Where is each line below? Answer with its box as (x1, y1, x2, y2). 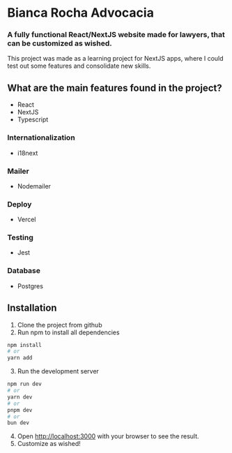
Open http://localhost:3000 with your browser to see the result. (17, 432, 200, 440)
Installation (7, 302, 57, 314)
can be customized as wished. (7, 38, 113, 48)
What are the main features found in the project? (7, 82, 223, 94)
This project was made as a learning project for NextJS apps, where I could (7, 54, 224, 63)
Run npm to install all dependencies (17, 328, 120, 336)
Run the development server (17, 367, 100, 376)
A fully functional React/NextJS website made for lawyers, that (7, 30, 225, 40)
